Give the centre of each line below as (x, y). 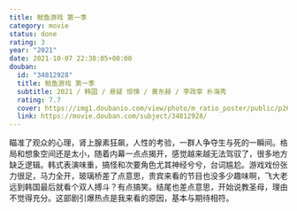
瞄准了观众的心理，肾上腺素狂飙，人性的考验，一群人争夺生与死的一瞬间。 (145, 143)
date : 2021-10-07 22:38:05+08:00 (71, 59)
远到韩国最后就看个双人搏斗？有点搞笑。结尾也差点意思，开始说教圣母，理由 (148, 187)
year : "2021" (33, 51)
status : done (33, 34)
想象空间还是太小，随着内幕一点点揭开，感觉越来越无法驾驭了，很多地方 (156, 154)
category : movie (39, 26)
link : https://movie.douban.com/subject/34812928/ (112, 116)
